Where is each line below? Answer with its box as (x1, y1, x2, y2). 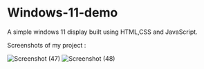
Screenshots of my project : (7, 41, 86, 49)
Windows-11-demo (7, 5, 118, 21)
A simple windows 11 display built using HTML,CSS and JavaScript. (7, 28, 198, 36)
